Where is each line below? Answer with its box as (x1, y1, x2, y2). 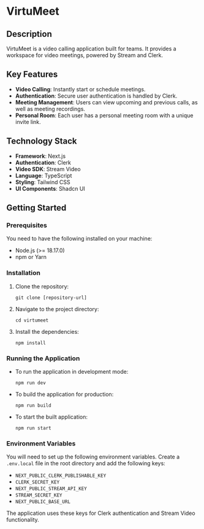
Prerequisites (6, 221, 47, 230)
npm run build (15, 402, 51, 409)
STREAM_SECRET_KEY (15, 492, 62, 498)
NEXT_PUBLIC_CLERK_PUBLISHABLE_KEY (15, 473, 107, 479)
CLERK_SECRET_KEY (15, 479, 60, 485)
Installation (6, 269, 41, 277)
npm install (15, 339, 46, 346)
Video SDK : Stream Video (15, 165, 81, 172)
